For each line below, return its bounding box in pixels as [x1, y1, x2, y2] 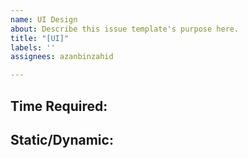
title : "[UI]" [10, 33, 70, 43]
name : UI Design [10, 14, 78, 25]
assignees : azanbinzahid [10, 52, 114, 62]
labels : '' [10, 42, 56, 53]
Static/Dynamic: [10, 131, 114, 148]
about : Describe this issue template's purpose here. [10, 24, 240, 34]
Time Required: [10, 97, 108, 115]
